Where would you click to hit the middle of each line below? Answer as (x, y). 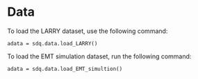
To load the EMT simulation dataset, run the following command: (99, 56)
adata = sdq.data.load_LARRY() (52, 43)
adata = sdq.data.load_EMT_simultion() (65, 69)
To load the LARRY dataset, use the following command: (88, 31)
